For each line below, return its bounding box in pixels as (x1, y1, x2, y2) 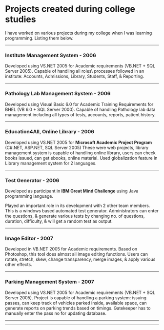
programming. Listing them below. (5, 35, 74, 41)
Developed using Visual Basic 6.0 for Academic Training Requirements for (5, 101, 154, 107)
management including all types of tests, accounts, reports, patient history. (5, 111, 156, 118)
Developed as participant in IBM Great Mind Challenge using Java (5, 188, 139, 194)
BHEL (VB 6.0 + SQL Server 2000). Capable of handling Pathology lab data (5, 106, 156, 112)
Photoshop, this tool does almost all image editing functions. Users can (5, 251, 148, 257)
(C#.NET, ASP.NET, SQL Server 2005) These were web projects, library (5, 144, 149, 150)
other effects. (5, 262, 33, 268)
